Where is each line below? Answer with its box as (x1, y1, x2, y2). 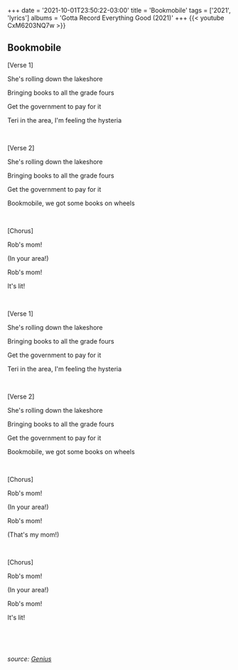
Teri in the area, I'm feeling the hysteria (7, 115, 122, 124)
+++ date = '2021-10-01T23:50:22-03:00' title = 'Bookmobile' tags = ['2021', (7, 6, 231, 14)
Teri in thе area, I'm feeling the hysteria (7, 364, 122, 373)
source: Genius (7, 654, 52, 663)
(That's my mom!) (7, 530, 60, 539)
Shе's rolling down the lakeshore (7, 406, 103, 414)
